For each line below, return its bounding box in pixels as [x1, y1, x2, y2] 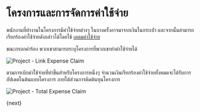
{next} [6, 99, 22, 107]
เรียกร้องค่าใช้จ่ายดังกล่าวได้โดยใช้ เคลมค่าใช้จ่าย [6, 33, 101, 40]
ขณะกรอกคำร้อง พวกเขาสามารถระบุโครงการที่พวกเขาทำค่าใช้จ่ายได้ [6, 45, 138, 52]
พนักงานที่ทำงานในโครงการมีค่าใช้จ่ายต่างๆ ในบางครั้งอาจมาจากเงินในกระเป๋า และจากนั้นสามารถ [6, 26, 195, 33]
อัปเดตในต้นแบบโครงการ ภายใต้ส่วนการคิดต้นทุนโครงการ [6, 75, 121, 82]
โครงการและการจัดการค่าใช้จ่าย [6, 6, 129, 20]
